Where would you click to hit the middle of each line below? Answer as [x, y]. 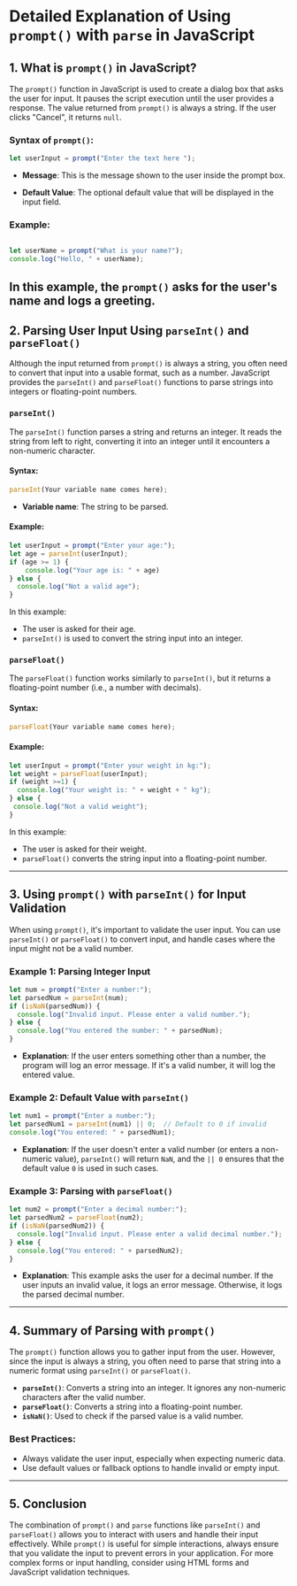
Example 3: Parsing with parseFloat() [91, 1190]
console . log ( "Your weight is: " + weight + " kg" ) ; [114, 790]
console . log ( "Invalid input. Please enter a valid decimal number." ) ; [150, 1234]
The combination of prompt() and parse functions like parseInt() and [135, 1525]
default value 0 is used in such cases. [90, 1168]
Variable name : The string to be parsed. [95, 506]
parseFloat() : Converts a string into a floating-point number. [132, 1407]
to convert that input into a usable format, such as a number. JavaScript [140, 373]
